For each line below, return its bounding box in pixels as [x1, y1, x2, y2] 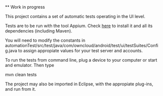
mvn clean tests [5, 72, 37, 77]
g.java [5, 48, 18, 53]
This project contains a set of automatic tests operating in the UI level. [5, 14, 145, 19]
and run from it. [5, 86, 36, 92]
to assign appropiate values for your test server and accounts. [18, 48, 143, 53]
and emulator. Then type [5, 63, 54, 68]
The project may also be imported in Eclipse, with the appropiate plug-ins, [5, 81, 153, 87]
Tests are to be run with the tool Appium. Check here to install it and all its [5, 23, 153, 29]
